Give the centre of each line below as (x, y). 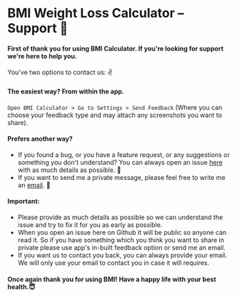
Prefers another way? (40, 139)
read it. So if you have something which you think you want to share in (121, 240)
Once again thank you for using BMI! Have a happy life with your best (112, 279)
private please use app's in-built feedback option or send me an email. (122, 247)
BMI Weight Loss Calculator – (96, 13)
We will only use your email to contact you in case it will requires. (114, 263)
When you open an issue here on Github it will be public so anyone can (122, 232)
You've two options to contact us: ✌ (60, 72)
